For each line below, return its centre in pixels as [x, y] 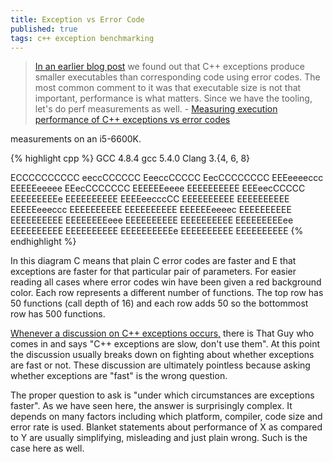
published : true [44, 29]
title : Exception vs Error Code [77, 19]
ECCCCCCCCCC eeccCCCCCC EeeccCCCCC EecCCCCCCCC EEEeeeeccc [167, 178]
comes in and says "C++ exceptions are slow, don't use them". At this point [165, 344]
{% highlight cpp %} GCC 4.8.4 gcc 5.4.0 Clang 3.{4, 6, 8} [130, 158]
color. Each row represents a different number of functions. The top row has [167, 293]
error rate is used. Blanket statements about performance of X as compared [166, 427]
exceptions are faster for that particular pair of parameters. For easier [153, 272]
